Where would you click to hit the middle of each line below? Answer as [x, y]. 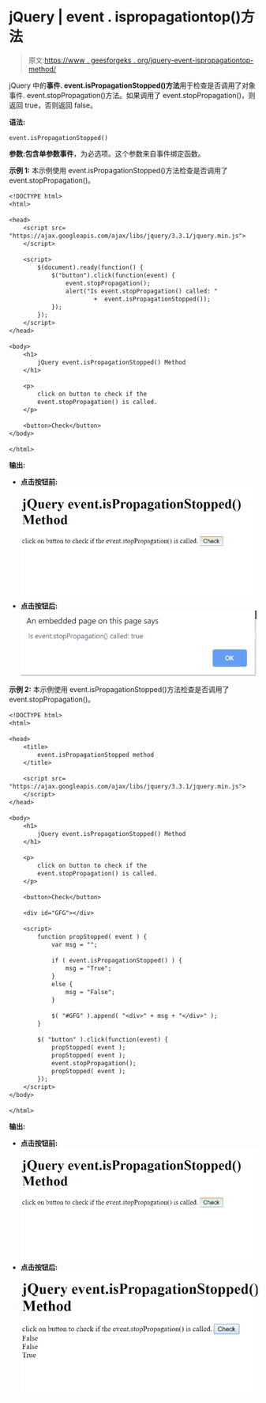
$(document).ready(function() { [91, 267]
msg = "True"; [88, 969]
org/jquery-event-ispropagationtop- [195, 60]
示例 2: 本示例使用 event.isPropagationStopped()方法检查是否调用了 [119, 690]
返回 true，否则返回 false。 [53, 105]
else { [62, 985]
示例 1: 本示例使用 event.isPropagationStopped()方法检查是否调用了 [118, 170]
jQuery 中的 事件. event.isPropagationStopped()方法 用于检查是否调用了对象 [132, 85]
